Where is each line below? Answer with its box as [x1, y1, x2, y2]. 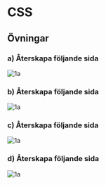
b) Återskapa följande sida [7, 87, 100, 96]
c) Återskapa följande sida [7, 120, 99, 130]
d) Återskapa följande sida [7, 154, 100, 164]
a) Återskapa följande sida [7, 53, 99, 63]
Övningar [7, 32, 49, 44]
